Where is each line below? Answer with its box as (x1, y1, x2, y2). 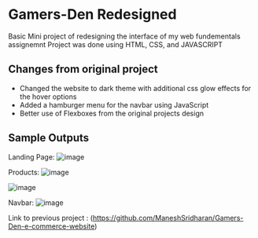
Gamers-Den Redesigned (8, 5, 177, 24)
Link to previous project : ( (8, 213, 93, 222)
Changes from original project (8, 63, 159, 76)
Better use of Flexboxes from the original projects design (19, 108, 205, 118)
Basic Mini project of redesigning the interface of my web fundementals (8, 31, 241, 41)
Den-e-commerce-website (8, 222, 95, 231)
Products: (8, 167, 40, 177)
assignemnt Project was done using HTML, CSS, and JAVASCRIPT (8, 39, 223, 49)
